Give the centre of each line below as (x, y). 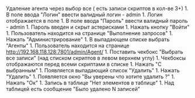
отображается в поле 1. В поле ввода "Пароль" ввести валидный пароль (97, 21)
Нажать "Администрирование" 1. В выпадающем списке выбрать (88, 39)
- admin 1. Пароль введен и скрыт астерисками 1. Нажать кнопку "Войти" (98, 27)
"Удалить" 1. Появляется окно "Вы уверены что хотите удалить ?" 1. (90, 76)
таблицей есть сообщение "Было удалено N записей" (73, 89)
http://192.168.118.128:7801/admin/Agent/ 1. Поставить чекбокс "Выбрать (95, 52)
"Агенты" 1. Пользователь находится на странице (68, 45)
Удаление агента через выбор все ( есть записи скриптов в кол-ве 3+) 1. (97, 8)
